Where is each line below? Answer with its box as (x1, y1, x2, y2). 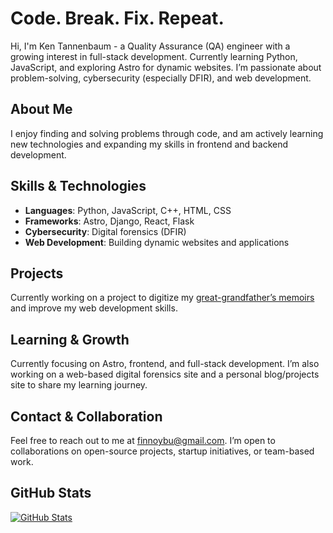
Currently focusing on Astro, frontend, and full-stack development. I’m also (10, 358, 320, 370)
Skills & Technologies (10, 178, 147, 195)
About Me (10, 101, 73, 118)
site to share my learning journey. (10, 379, 148, 391)
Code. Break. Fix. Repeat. (10, 7, 225, 30)
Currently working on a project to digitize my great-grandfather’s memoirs (10, 292, 315, 304)
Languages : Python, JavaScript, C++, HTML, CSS (24, 204, 232, 216)
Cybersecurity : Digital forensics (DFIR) (24, 225, 187, 237)
